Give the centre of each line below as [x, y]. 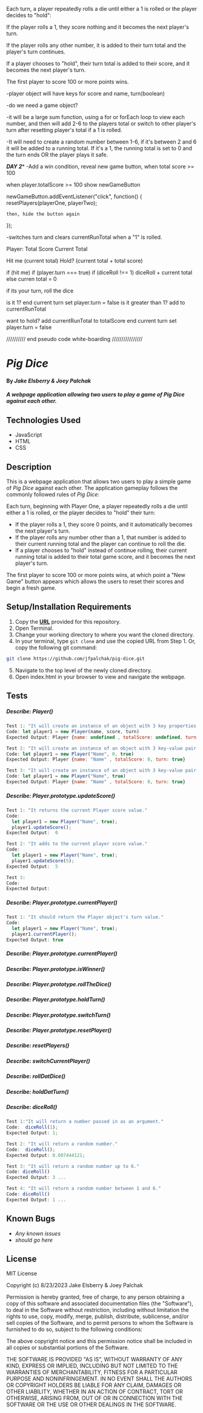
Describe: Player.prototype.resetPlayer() [59, 1031]
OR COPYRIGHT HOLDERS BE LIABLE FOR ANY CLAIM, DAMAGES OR [94, 1385]
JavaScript [28, 435]
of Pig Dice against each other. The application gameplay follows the [92, 488]
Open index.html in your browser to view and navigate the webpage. [100, 677]
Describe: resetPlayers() [38, 1046]
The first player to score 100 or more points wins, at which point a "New [96, 575]
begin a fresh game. [31, 588]
